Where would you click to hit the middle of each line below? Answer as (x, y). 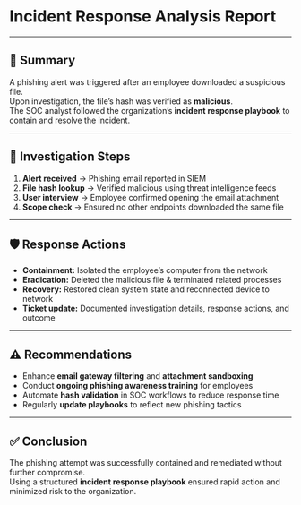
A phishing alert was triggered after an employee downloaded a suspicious (147, 81)
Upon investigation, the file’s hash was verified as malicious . (121, 101)
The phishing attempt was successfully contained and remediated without (146, 462)
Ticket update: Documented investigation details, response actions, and (155, 308)
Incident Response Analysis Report (143, 17)
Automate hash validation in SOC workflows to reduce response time (150, 395)
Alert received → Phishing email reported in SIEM (114, 178)
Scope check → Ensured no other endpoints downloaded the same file (153, 207)
